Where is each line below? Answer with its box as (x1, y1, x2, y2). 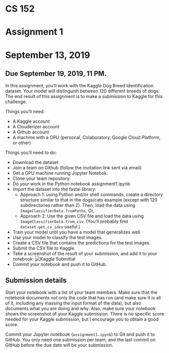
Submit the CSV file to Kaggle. (12, 245, 76, 251)
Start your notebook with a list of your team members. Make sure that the (5, 289, 158, 295)
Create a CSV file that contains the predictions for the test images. (12, 240, 151, 246)
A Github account (12, 129, 49, 135)
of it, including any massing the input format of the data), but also (5, 300, 141, 306)
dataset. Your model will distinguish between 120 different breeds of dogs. (5, 88, 160, 94)
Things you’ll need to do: (5, 149, 57, 156)
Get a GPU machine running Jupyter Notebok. (12, 170, 108, 176)
